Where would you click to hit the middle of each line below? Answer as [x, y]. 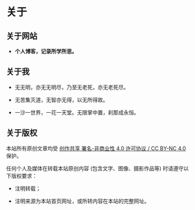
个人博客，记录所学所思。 [46, 51]
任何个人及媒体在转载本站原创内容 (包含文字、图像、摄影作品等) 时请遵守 [95, 168]
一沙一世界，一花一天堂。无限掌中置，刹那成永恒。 [77, 112]
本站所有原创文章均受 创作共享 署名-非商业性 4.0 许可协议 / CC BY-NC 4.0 [96, 148]
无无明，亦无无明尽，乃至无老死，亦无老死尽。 [71, 87]
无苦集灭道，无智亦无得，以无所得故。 [61, 100]
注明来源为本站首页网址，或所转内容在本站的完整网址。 [82, 201]
